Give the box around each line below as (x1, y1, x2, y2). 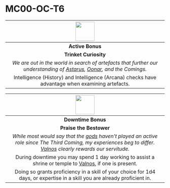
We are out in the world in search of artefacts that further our (12, 59, 158, 66)
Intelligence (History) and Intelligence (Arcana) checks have (13, 74, 157, 81)
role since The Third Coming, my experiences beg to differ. (15, 139, 155, 146)
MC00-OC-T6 (5, 3, 65, 15)
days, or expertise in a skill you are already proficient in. (19, 174, 151, 181)
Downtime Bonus (64, 116, 106, 123)
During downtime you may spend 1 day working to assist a (15, 153, 155, 161)
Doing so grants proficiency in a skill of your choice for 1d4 (14, 168, 156, 175)
